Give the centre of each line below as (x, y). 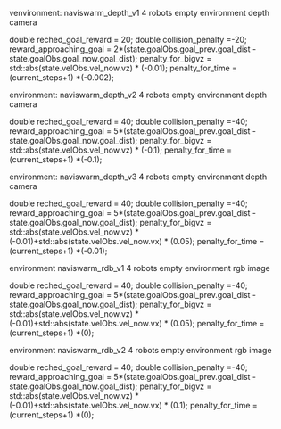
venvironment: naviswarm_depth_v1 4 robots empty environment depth (140, 13)
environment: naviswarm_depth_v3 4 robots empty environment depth (138, 177)
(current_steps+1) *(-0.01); (58, 251)
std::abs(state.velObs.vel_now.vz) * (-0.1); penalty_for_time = (120, 150)
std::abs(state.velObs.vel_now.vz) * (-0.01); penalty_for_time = (124, 68)
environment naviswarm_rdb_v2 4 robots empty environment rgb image (140, 350)
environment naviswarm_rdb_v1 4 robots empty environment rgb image (140, 268)
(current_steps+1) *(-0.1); (56, 159)
